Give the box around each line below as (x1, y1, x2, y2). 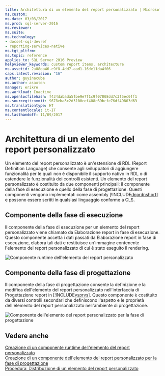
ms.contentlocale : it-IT (5, 108, 56, 113)
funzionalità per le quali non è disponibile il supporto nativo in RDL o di (5, 171, 147, 176)
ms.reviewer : (5, 26, 32, 30)
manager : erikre (5, 85, 38, 90)
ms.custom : (5, 12, 27, 17)
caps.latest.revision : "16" (5, 71, 63, 76)
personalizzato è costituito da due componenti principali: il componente (5, 181, 150, 187)
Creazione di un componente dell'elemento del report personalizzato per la (5, 355, 157, 361)
